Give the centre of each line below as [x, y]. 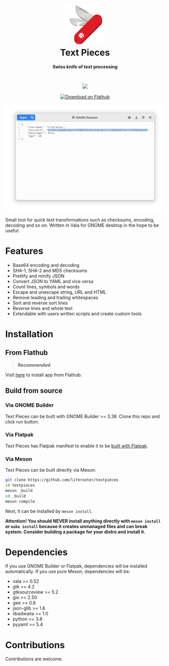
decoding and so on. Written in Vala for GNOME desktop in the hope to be [82, 225]
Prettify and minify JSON [38, 276]
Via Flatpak [19, 435]
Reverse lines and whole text [43, 308]
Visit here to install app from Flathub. [44, 375]
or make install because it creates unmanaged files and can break [76, 526]
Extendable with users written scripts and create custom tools [77, 313]
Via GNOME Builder [30, 405]
